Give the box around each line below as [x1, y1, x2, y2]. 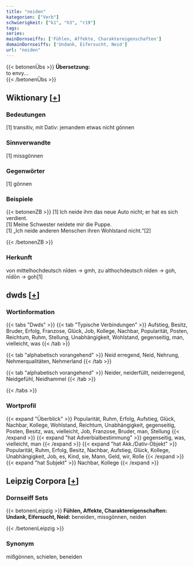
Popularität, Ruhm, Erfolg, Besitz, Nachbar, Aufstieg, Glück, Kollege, [6, 446, 170, 453]
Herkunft [6, 253, 32, 261]
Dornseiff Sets [6, 493, 48, 502]
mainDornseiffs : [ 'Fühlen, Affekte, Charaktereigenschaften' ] [6, 36, 162, 42]
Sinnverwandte [6, 139, 51, 147]
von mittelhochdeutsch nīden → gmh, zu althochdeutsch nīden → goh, [6, 267, 176, 274]
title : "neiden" [6, 8, 46, 15]
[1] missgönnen [6, 152, 44, 159]
